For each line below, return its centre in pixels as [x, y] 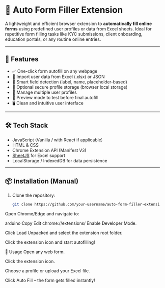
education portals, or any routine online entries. [53, 39]
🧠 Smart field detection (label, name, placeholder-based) [70, 82]
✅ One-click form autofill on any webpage [55, 71]
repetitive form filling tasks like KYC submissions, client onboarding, [74, 34]
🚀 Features [22, 59]
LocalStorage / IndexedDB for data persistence [60, 160]
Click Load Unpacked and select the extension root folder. [64, 233]
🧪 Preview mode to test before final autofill [55, 97]
